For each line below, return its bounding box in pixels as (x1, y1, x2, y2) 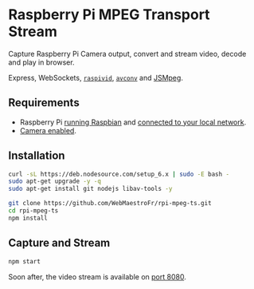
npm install (8, 214, 48, 222)
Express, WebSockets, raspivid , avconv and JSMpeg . (8, 73, 183, 82)
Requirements (8, 96, 80, 109)
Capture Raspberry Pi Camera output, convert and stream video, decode (8, 49, 247, 58)
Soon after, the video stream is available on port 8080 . (8, 271, 187, 281)
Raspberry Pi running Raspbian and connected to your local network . (19, 117, 247, 127)
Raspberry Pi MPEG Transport (8, 6, 210, 24)
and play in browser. (8, 57, 75, 67)
